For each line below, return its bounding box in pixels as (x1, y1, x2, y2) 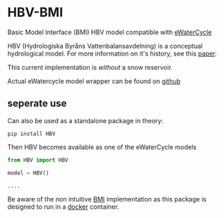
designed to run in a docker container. (7, 202, 120, 211)
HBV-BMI (7, 4, 63, 21)
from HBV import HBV (7, 156, 69, 164)
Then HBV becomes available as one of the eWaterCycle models (7, 142, 197, 151)
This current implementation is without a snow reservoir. (7, 63, 173, 71)
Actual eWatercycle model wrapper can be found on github (7, 76, 180, 85)
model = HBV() (7, 169, 50, 177)
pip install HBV (7, 130, 56, 137)
